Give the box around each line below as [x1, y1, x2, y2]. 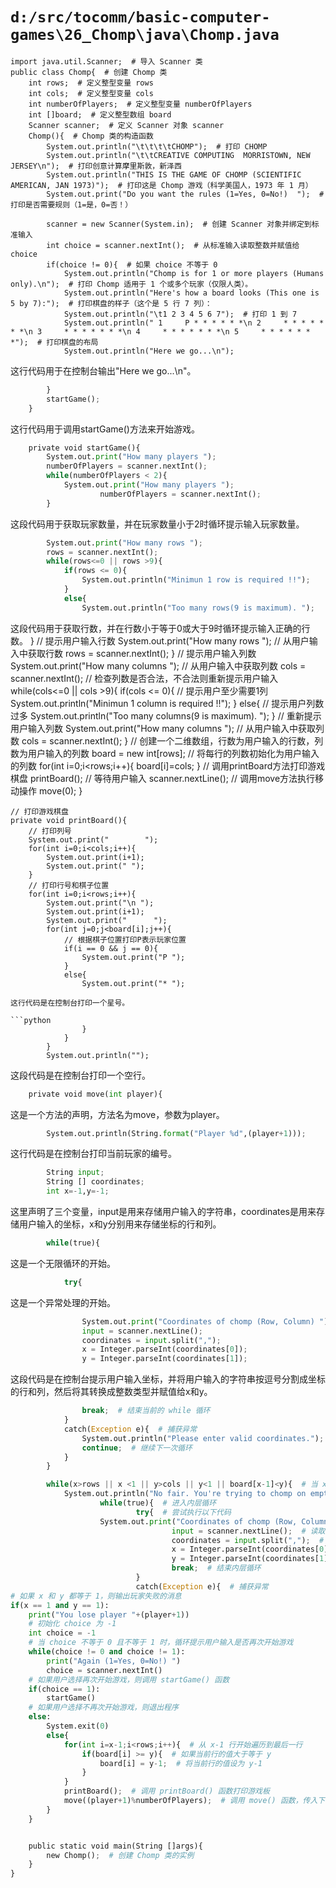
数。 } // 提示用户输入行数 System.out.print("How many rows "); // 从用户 [10, 634, 310, 647]
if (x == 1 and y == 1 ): [10, 1600, 110, 1610]
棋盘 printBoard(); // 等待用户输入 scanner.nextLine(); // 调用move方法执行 [10, 772, 316, 784]
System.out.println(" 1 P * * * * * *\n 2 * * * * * [63, 318, 325, 328]
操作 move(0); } [18, 784, 83, 797]
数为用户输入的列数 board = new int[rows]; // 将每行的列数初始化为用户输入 [10, 747, 320, 759]
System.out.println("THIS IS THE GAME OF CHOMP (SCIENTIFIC [46, 169, 302, 180]
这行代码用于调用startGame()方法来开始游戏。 [10, 423, 200, 435]
